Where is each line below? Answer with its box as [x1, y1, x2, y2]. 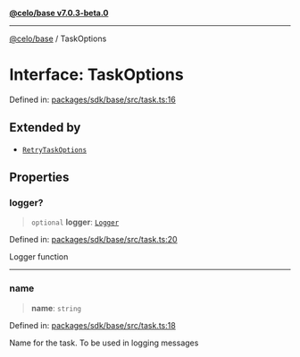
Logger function [9, 251, 69, 262]
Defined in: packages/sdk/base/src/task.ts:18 [9, 319, 176, 330]
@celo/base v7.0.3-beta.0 [9, 8, 109, 18]
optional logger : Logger [30, 217, 120, 227]
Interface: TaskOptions [9, 64, 185, 85]
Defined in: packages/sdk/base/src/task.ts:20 [9, 234, 178, 245]
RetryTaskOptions [21, 145, 87, 155]
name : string [30, 302, 82, 313]
